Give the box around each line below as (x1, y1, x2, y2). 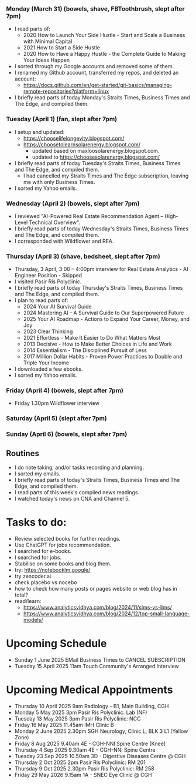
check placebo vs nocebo (14, 579, 77, 586)
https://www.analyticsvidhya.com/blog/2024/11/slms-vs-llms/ (23, 604, 172, 611)
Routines (6, 448, 40, 458)
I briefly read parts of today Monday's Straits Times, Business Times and (14, 94, 190, 101)
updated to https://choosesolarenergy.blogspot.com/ (32, 153, 160, 160)
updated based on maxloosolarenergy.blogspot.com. (32, 147, 160, 154)
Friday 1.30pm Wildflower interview (14, 400, 99, 407)
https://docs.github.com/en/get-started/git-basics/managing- (23, 82, 173, 89)
